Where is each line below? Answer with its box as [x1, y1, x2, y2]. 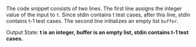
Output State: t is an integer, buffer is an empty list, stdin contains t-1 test [6, 29, 189, 36]
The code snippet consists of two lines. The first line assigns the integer [6, 5, 182, 12]
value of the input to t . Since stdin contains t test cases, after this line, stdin [6, 11, 191, 18]
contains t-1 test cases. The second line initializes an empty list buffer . [6, 18, 179, 24]
